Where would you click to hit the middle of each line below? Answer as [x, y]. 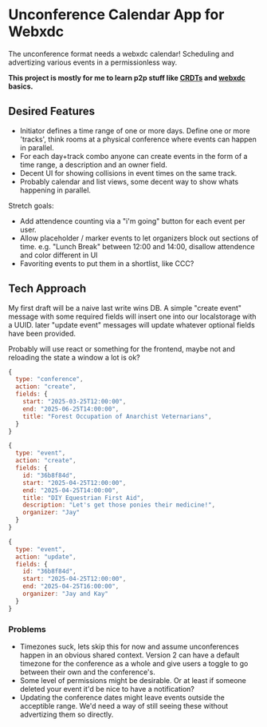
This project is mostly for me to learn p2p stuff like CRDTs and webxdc [127, 77]
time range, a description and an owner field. [93, 165]
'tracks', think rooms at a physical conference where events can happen [138, 139]
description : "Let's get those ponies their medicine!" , [119, 505]
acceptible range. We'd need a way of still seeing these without [124, 705]
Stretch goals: [31, 205]
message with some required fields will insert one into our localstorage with [132, 316]
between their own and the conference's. [87, 672]
